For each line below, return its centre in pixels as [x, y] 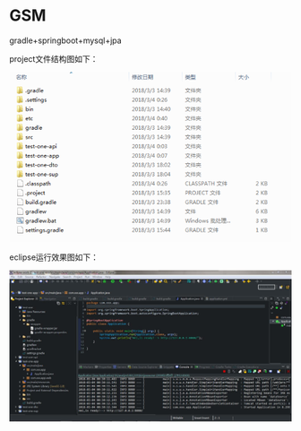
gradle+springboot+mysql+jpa [66, 40]
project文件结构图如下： [54, 58]
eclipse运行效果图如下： [54, 257]
